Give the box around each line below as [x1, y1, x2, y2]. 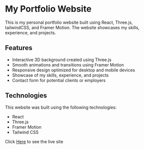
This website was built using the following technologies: [5, 104, 117, 110]
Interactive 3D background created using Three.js [12, 57, 112, 63]
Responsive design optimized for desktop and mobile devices [12, 67, 135, 73]
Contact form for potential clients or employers [12, 77, 106, 83]
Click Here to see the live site [5, 138, 64, 144]
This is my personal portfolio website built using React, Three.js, [5, 19, 133, 25]
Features [5, 44, 32, 52]
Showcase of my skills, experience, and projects [12, 72, 109, 78]
